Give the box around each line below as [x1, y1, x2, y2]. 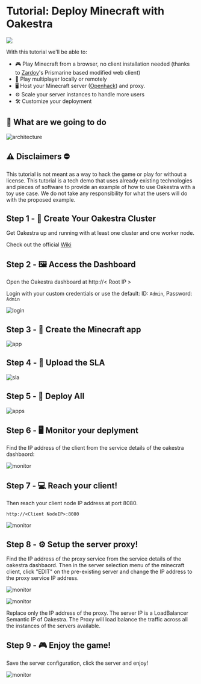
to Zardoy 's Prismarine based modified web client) [14, 69, 141, 76]
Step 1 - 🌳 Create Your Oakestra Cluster [6, 213, 156, 223]
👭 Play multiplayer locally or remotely [14, 75, 107, 82]
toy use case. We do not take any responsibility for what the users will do [6, 190, 188, 197]
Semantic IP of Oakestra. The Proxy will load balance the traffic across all [6, 616, 188, 623]
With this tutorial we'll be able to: [6, 48, 87, 55]
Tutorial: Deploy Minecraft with [6, 4, 165, 18]
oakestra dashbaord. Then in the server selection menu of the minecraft [6, 562, 185, 569]
